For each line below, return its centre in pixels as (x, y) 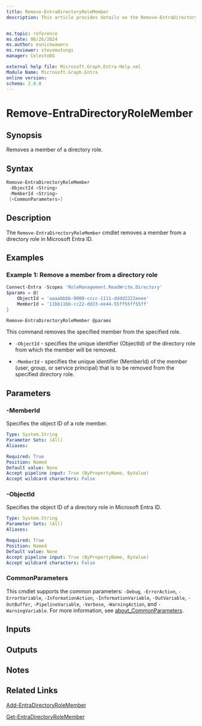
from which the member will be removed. (66, 350)
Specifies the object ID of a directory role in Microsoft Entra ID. (84, 507)
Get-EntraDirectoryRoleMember (46, 716)
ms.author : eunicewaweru (37, 45)
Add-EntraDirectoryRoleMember (46, 705)
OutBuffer (19, 605)
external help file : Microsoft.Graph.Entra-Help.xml (74, 67)
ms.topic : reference (32, 34)
